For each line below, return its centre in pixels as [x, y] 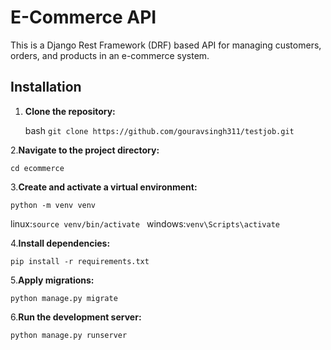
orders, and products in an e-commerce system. [110, 55]
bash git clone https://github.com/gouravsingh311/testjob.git [159, 130]
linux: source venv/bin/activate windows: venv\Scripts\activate [145, 223]
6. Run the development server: [76, 317]
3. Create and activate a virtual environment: [104, 187]
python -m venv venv [53, 205]
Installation [46, 87]
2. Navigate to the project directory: [85, 150]
